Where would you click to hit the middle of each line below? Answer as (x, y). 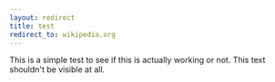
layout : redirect (42, 18)
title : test (32, 26)
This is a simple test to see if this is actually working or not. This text (137, 60)
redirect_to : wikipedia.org (63, 34)
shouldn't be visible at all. (57, 69)
